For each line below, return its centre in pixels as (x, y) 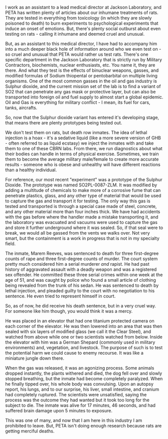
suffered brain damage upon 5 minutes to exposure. (59, 411)
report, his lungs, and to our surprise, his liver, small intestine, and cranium (82, 389)
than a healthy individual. (31, 170)
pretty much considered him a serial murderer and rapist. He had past (77, 264)
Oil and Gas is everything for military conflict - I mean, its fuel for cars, (78, 102)
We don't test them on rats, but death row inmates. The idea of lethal (76, 132)
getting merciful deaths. (30, 431)
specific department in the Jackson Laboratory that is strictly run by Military (83, 60)
